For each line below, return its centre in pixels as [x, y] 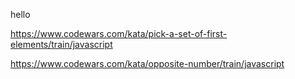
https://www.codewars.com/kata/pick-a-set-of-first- [119, 33]
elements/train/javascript [61, 44]
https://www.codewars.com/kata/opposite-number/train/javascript [147, 63]
